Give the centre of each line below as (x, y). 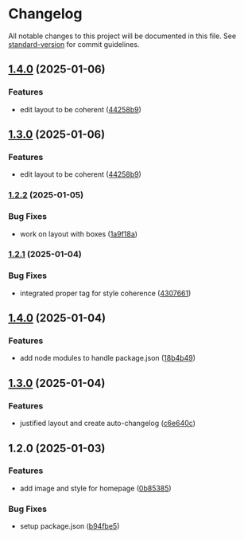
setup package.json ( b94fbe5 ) (70, 526)
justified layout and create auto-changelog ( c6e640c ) (108, 424)
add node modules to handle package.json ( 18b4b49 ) (108, 358)
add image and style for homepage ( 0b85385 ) (96, 488)
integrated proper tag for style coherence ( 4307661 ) (105, 293)
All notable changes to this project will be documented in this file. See (122, 36)
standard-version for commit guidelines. (74, 44)
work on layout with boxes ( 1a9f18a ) (78, 234)
